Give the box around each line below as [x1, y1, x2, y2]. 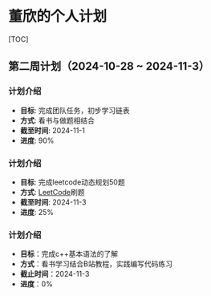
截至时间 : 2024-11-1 [19, 125, 86, 135]
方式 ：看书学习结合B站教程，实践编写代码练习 [19, 259, 172, 269]
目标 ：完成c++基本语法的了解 [19, 249, 119, 259]
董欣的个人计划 [8, 7, 108, 26]
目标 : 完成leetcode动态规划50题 [19, 177, 126, 187]
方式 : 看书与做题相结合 [19, 116, 95, 125]
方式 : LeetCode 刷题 [19, 187, 85, 197]
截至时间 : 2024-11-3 [19, 197, 87, 207]
